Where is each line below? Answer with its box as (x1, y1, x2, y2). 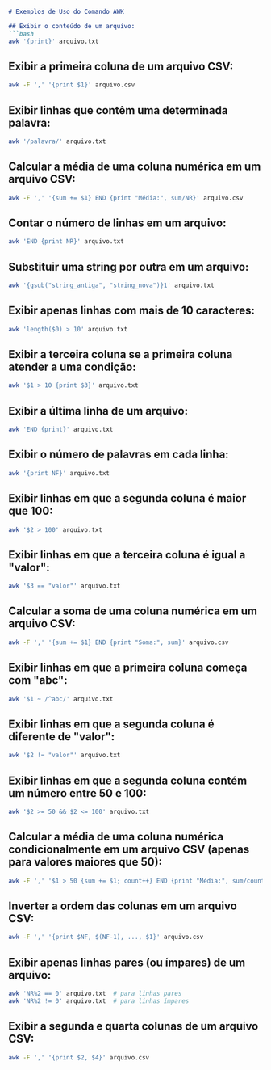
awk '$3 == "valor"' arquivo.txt (8, 582, 121, 590)
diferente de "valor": (8, 730, 115, 744)
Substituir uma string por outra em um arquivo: (8, 259, 249, 274)
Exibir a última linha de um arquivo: (8, 404, 188, 418)
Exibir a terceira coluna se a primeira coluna (8, 348, 233, 361)
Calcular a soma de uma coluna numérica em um (8, 605, 258, 618)
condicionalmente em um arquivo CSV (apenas (8, 843, 250, 857)
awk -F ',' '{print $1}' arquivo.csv (8, 81, 135, 89)
